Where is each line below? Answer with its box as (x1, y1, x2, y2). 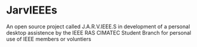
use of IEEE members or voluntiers (6, 35, 92, 42)
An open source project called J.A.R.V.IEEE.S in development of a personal (6, 23, 190, 30)
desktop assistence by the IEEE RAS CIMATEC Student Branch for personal (6, 29, 192, 36)
